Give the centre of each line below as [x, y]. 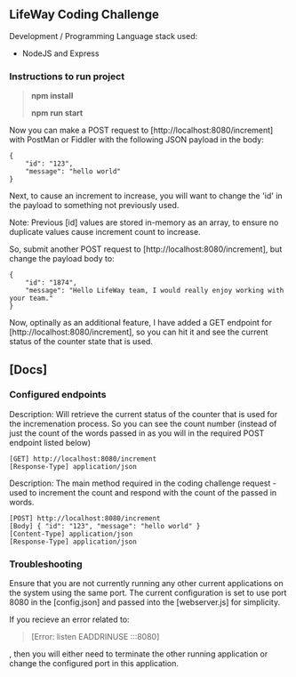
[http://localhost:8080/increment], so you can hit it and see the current [139, 332]
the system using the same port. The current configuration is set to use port [148, 593]
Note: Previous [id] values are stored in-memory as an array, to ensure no [144, 222]
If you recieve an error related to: [70, 620]
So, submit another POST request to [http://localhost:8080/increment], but [146, 249]
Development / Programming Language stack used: [104, 36]
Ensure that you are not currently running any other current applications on [147, 584]
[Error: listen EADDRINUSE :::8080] [95, 637]
